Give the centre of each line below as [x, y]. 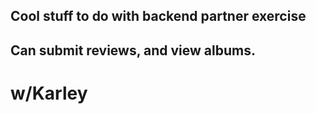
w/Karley [49, 93]
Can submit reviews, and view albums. [133, 50]
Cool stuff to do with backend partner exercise [158, 16]
